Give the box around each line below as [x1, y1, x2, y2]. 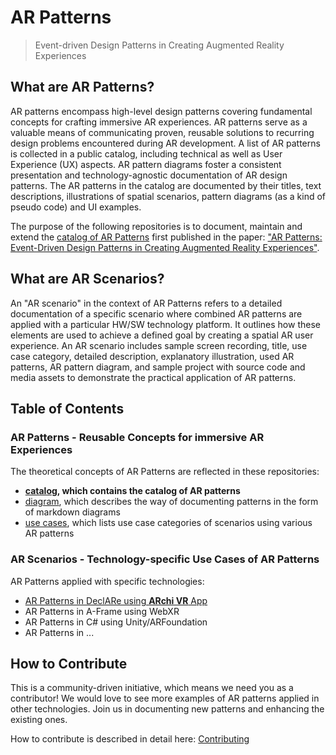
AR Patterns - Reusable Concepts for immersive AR [10, 430, 265, 444]
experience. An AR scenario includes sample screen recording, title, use [10, 339, 308, 351]
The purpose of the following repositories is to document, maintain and [10, 220, 303, 232]
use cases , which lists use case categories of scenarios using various [24, 517, 313, 529]
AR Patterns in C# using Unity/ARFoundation [24, 616, 208, 628]
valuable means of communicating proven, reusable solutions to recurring [10, 126, 315, 138]
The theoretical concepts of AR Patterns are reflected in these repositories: [10, 466, 320, 478]
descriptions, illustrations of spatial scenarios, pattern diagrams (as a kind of [10, 190, 326, 202]
